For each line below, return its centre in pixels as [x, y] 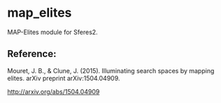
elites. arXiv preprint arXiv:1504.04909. [64, 78]
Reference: [32, 54]
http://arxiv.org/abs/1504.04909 [54, 91]
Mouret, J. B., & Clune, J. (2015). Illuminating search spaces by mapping [111, 70]
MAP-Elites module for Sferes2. [52, 32]
